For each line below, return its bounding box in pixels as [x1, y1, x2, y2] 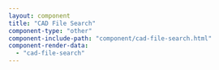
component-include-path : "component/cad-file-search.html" [8, 34, 213, 43]
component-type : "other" [8, 27, 92, 35]
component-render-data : [8, 42, 89, 50]
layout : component [8, 11, 71, 20]
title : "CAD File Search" [8, 19, 96, 27]
